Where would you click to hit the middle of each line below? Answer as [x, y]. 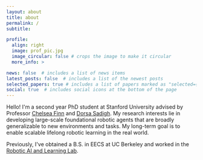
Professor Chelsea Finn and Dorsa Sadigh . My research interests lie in [93, 114]
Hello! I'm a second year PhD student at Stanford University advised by [95, 107]
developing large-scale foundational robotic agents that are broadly [90, 120]
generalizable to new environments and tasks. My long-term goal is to [93, 126]
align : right [28, 45]
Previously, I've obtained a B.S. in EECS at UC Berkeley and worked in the [98, 144]
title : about [23, 18]
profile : [17, 40]
